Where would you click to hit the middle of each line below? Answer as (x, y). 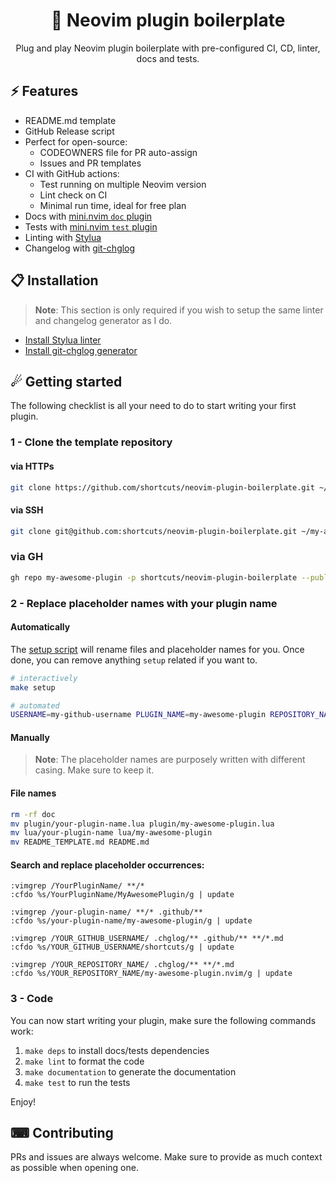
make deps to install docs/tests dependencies (117, 1050)
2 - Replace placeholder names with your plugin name (144, 603)
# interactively (44, 678)
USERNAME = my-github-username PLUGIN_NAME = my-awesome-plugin (138, 715)
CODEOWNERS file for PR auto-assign (118, 152)
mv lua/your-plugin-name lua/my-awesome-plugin (111, 833)
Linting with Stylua (63, 237)
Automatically (40, 627)
